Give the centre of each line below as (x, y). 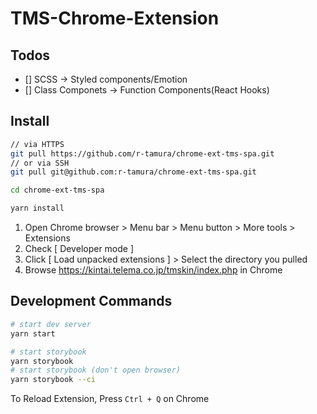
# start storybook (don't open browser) (96, 370)
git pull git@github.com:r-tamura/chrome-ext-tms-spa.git (133, 172)
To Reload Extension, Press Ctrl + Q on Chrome (110, 399)
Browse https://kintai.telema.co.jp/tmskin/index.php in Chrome (153, 270)
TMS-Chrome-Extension (115, 18)
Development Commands (91, 301)
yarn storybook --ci (53, 380)
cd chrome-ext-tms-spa (57, 190)
